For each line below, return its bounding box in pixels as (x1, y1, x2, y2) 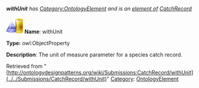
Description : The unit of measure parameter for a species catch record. (6, 51, 183, 58)
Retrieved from (6, 62, 43, 70)
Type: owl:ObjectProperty (6, 40, 70, 46)
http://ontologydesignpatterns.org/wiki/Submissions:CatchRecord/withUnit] (8, 69, 194, 76)
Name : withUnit (24, 28, 63, 35)
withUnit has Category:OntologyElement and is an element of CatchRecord (6, 5, 192, 12)
